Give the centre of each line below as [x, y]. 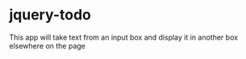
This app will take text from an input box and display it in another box [124, 37]
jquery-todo [50, 15]
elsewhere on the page [47, 45]
